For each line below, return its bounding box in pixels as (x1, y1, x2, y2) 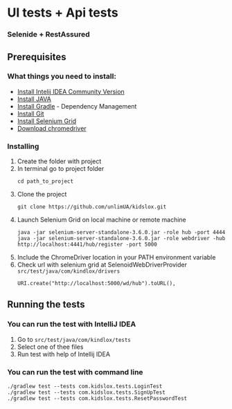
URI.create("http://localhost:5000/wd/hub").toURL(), (17, 280, 176, 287)
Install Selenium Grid (17, 116, 77, 125)
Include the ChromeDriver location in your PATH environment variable (17, 253, 216, 262)
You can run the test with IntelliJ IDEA (7, 320, 136, 329)
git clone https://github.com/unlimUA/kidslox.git (17, 203, 167, 210)
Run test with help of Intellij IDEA (17, 349, 111, 358)
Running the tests (7, 299, 85, 311)
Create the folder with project (17, 157, 102, 165)
